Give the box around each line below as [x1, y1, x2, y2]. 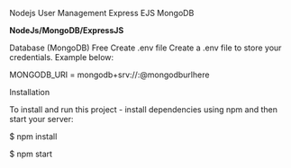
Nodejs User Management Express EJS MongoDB [9, 8, 195, 18]
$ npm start [9, 148, 52, 159]
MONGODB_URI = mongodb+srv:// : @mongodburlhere [9, 69, 210, 80]
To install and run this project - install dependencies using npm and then [9, 104, 277, 115]
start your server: [9, 114, 74, 124]
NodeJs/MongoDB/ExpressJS [9, 25, 124, 35]
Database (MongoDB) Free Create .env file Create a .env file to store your [9, 42, 282, 53]
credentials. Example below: [9, 52, 114, 62]
